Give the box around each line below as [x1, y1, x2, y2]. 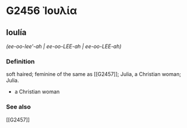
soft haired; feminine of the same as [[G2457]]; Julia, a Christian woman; [6, 71, 181, 78]
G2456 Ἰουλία [6, 4, 77, 18]
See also [6, 103, 31, 111]
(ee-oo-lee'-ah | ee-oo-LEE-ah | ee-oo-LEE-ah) [6, 43, 122, 50]
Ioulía [6, 27, 27, 37]
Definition [6, 57, 35, 65]
